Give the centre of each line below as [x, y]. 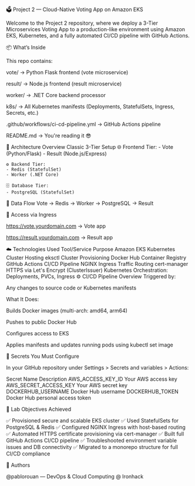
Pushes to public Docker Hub [41, 322]
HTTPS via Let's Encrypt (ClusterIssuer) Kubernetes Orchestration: [87, 270]
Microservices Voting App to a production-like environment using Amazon [96, 29]
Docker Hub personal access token [49, 398]
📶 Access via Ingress [31, 214]
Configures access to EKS [38, 333]
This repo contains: [29, 61]
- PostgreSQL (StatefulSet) [41, 192]
